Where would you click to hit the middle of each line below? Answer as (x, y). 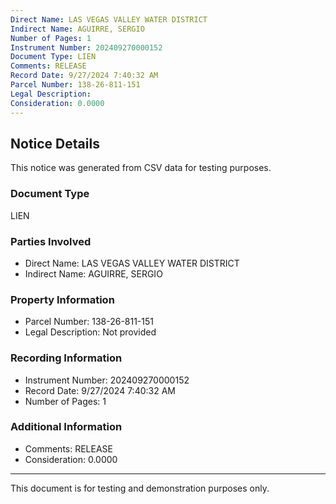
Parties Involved (51, 241)
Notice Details (55, 143)
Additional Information (66, 427)
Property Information (62, 299)
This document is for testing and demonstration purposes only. (140, 488)
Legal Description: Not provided (90, 332)
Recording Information (66, 358)
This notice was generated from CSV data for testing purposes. (141, 168)
